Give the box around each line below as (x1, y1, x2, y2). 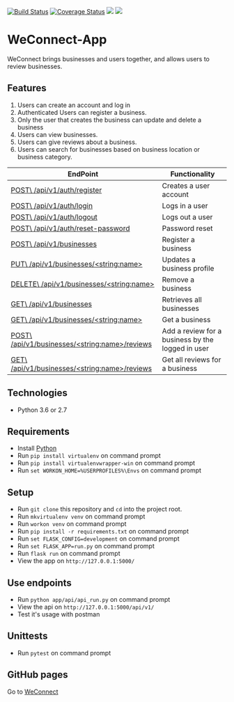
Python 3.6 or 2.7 (17, 406, 68, 414)
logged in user (162, 343, 209, 353)
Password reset (162, 223, 213, 233)
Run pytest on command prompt (17, 648, 111, 657)
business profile (162, 263, 214, 273)
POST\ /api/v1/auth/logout (10, 212, 97, 222)
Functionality (170, 169, 215, 179)
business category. (17, 152, 72, 161)
